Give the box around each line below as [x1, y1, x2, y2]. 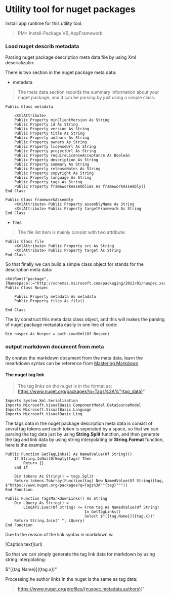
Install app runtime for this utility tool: [5, 20, 83, 26]
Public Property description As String [14, 157, 99, 163]
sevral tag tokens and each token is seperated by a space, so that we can [5, 425, 158, 431]
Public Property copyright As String [14, 171, 94, 176]
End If [14, 465, 28, 470]
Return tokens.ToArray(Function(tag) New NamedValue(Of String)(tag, [14, 478, 164, 483]
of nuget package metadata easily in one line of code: [5, 322, 118, 328]
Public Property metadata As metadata [14, 294, 96, 299]
